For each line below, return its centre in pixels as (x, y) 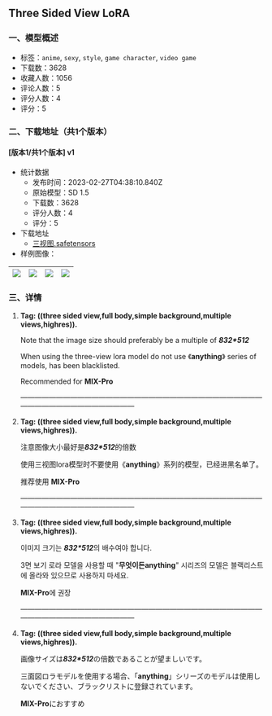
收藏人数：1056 (46, 77)
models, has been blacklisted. (70, 366)
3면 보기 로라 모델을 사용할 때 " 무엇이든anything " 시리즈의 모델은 (124, 565)
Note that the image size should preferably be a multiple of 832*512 (135, 340)
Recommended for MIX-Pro (67, 381)
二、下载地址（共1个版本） (60, 131)
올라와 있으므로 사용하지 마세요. (79, 575)
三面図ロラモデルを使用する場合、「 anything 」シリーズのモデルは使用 (137, 676)
